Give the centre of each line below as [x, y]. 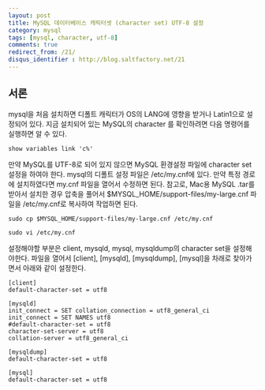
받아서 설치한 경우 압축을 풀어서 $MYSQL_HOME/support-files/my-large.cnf [129, 193]
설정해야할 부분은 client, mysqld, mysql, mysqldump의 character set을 [119, 248]
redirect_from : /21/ [42, 52]
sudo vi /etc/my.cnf [42, 232]
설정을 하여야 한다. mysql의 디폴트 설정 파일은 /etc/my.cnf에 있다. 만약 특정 [125, 174]
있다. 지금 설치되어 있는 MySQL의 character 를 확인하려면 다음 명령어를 [139, 124]
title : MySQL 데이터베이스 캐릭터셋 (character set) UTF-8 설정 [106, 23]
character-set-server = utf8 [56, 331]
